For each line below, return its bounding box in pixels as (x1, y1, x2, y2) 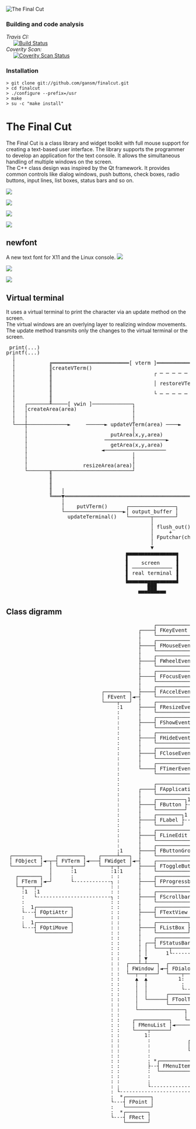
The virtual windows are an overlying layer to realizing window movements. (6, 321, 187, 328)
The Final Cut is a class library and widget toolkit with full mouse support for (6, 139, 190, 146)
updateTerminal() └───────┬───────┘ (67, 513, 179, 520)
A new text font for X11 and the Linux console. (6, 254, 116, 261)
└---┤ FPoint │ (110, 1099, 154, 1105)
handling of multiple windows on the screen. (6, 158, 113, 165)
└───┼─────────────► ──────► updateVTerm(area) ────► (12, 421, 182, 428)
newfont (6, 237, 37, 247)
